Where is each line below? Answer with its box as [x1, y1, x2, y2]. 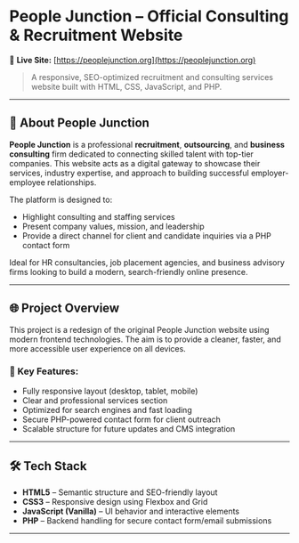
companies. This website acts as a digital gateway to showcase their [9, 158, 261, 168]
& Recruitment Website [9, 25, 183, 45]
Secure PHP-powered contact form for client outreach [21, 414, 221, 425]
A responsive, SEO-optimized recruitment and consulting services [30, 71, 274, 82]
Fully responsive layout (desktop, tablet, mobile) [21, 385, 198, 396]
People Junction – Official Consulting [9, 6, 289, 27]
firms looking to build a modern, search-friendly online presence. [9, 266, 248, 277]
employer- [250, 167, 289, 178]
